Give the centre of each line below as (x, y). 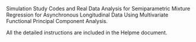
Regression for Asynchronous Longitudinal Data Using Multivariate (87, 15)
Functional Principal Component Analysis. (57, 21)
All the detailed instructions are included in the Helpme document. (87, 33)
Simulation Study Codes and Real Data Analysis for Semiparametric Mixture (98, 9)
